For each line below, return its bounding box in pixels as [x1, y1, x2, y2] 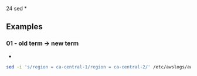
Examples [6, 22, 43, 32]
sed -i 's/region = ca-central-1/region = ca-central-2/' [6, 64, 151, 70]
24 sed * [6, 5, 28, 12]
